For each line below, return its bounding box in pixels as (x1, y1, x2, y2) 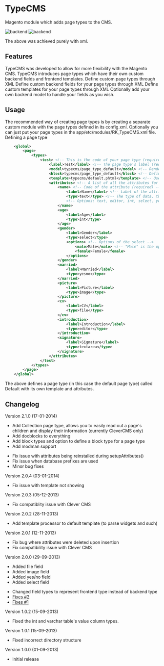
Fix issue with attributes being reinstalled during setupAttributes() (12, 453, 144, 459)
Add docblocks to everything (12, 433, 71, 439)
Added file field (12, 564, 43, 569)
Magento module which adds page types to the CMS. (5, 19, 112, 25)
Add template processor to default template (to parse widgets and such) (12, 520, 158, 526)
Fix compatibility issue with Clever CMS (12, 545, 92, 550)
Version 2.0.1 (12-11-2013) (5, 530, 56, 536)
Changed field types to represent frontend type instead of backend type (12, 589, 158, 594)
